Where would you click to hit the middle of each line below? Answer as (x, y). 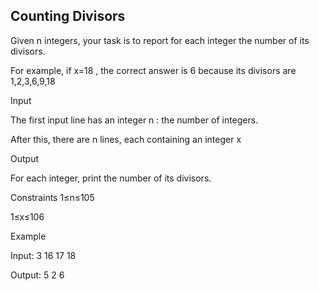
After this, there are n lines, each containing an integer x (126, 139)
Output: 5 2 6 (37, 275)
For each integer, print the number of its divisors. (111, 178)
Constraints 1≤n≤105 (52, 197)
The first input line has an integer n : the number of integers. (134, 120)
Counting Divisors (68, 16)
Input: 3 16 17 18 (43, 255)
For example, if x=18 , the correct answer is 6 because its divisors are (153, 70)
